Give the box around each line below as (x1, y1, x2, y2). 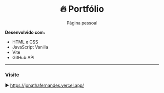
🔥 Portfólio (60, 3, 104, 15)
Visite (5, 71, 20, 78)
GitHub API (12, 54, 35, 60)
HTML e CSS (12, 39, 39, 45)
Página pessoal (66, 20, 98, 25)
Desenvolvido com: (5, 29, 45, 35)
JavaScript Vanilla (12, 44, 49, 50)
